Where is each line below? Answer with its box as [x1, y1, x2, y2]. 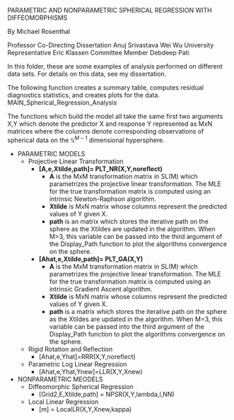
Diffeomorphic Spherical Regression [28, 382, 134, 391]
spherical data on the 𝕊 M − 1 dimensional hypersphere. [7, 134, 165, 144]
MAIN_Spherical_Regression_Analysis [7, 98, 117, 107]
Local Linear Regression [28, 397, 99, 406]
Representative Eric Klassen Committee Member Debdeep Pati [7, 49, 189, 57]
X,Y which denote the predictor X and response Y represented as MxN [7, 119, 213, 128]
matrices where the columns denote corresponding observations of [7, 127, 204, 135]
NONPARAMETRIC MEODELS [17, 375, 104, 383]
